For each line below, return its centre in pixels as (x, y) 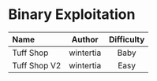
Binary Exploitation (72, 15)
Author (85, 39)
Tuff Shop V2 (37, 65)
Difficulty (127, 39)
